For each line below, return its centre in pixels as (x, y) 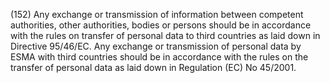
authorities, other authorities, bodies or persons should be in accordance (161, 25)
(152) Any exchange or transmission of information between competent (157, 14)
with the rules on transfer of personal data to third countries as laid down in (165, 35)
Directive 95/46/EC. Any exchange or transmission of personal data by (156, 46)
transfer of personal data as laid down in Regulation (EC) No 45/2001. (153, 67)
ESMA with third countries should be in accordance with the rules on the (159, 57)
